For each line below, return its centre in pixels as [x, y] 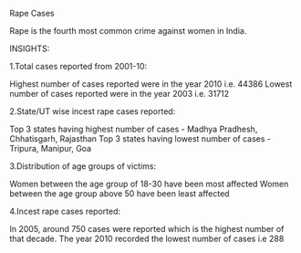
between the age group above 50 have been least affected [119, 194]
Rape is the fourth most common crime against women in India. [128, 31]
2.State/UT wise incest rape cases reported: [93, 111]
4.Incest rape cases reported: [65, 211]
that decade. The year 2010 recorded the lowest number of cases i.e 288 [147, 238]
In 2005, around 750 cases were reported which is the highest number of [147, 229]
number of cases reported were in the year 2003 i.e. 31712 [119, 94]
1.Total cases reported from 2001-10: [78, 66]
